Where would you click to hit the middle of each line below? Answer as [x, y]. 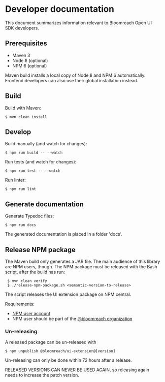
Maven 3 [21, 55]
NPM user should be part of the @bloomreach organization [72, 319]
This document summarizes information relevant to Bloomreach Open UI [78, 23]
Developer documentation [60, 9]
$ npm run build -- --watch [34, 153]
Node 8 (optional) [30, 61]
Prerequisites [26, 44]
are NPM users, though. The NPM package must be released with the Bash [81, 267]
